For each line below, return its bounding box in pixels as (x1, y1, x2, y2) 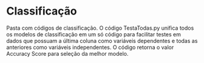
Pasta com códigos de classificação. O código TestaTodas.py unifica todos (6, 24, 194, 31)
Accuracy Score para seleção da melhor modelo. (6, 50, 129, 57)
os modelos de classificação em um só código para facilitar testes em (6, 30, 181, 38)
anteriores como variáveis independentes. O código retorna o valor (6, 44, 174, 51)
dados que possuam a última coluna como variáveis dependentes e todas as (6, 37, 198, 44)
